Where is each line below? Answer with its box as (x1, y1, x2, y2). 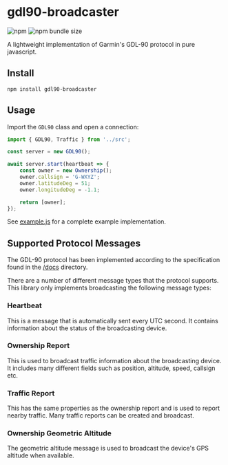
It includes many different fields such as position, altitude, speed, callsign (7, 364, 216, 372)
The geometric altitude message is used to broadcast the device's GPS (7, 444, 209, 453)
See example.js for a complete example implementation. (7, 217, 167, 226)
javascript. (7, 47, 37, 56)
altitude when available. (7, 451, 74, 459)
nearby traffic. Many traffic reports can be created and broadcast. (7, 411, 194, 420)
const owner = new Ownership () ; (19, 167, 112, 174)
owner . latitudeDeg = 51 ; (19, 180, 91, 186)
